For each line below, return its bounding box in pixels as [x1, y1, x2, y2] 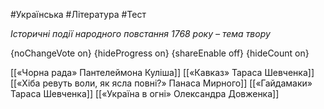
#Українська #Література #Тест [10, 9, 147, 20]
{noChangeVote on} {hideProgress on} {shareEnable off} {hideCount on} [10, 47, 310, 59]
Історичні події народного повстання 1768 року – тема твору [10, 28, 271, 39]
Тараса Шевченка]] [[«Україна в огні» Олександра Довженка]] [10, 88, 280, 99]
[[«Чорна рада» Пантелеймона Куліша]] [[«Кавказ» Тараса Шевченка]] [10, 67, 315, 78]
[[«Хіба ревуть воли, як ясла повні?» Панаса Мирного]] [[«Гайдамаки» [10, 77, 313, 89]
